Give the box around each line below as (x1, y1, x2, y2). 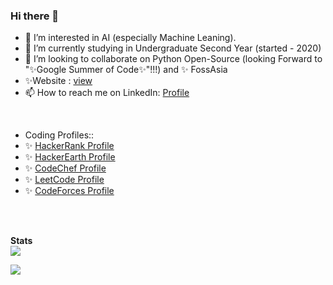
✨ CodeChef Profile (24, 162, 107, 174)
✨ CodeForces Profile (24, 185, 115, 197)
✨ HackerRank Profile (24, 140, 115, 152)
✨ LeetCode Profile (24, 174, 105, 186)
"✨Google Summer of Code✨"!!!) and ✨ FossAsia (24, 64, 228, 76)
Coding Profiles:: (24, 129, 95, 141)
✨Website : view (24, 75, 93, 87)
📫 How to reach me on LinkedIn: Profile (24, 87, 190, 99)
